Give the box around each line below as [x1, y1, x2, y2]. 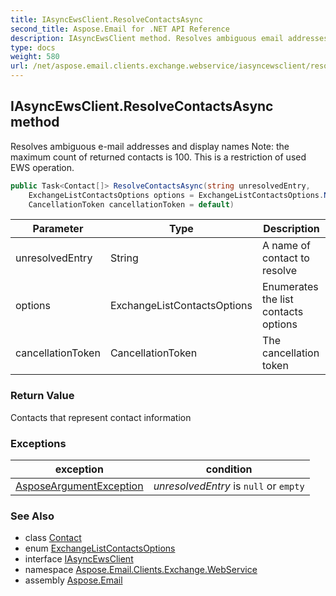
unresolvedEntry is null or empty [153, 479, 305, 493]
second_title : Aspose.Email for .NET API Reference [10, 24, 230, 34]
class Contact [24, 532, 82, 544]
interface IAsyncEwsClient [24, 553, 134, 565]
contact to [261, 251, 310, 265]
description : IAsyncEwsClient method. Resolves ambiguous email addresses [10, 33, 329, 43]
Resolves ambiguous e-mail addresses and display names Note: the [10, 140, 290, 152]
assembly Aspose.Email [24, 574, 123, 586]
